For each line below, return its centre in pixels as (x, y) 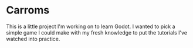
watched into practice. (33, 39)
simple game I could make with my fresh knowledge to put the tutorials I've (97, 32)
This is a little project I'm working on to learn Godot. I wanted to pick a (91, 26)
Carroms (28, 10)
